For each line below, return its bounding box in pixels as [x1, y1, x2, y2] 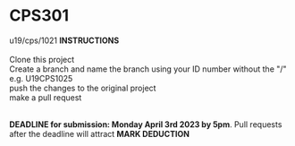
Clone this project [9, 54, 75, 64]
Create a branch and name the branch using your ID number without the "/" [9, 64, 288, 74]
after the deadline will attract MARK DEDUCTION [9, 128, 190, 139]
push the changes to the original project [9, 82, 156, 93]
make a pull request [9, 91, 82, 103]
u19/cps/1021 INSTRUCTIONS [9, 35, 120, 46]
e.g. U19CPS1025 [9, 73, 73, 83]
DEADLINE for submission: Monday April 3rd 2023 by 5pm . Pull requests [9, 118, 282, 130]
